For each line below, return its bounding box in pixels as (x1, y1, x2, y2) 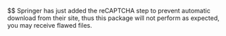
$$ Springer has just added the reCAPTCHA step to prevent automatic (7, 7, 211, 15)
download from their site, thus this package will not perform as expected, (7, 14, 220, 22)
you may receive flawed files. (7, 21, 93, 29)
